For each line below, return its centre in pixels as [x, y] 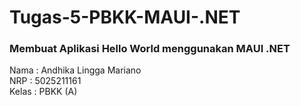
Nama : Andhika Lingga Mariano [75, 70]
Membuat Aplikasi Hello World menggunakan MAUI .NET [150, 49]
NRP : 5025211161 [45, 81]
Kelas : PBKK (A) [43, 92]
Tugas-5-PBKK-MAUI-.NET [125, 17]
